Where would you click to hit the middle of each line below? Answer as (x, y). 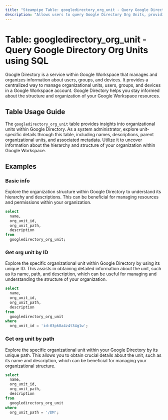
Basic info (17, 180)
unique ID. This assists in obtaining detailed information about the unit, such (83, 269)
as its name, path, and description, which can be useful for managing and (81, 274)
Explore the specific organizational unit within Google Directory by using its (82, 263)
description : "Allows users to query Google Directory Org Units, (76, 15)
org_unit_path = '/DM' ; (34, 412)
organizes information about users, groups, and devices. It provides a (77, 80)
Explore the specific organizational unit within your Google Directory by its (82, 350)
